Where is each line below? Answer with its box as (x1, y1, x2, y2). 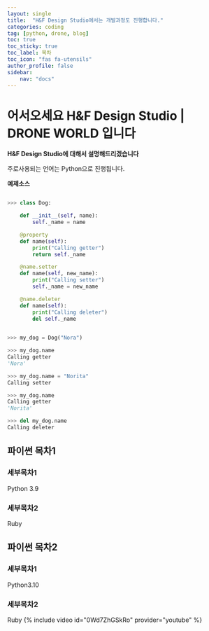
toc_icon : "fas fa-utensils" (7, 56, 92, 63)
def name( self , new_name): (20, 270, 99, 277)
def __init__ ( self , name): (20, 212, 99, 219)
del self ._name (32, 315, 77, 322)
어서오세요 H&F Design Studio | (7, 108, 185, 123)
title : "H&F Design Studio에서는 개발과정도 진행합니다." (7, 17, 164, 24)
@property (20, 231, 49, 238)
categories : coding (7, 23, 64, 30)
